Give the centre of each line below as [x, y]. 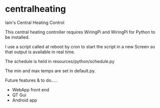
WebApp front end [31, 89]
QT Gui [19, 95]
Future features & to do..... [31, 80]
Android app [25, 100]
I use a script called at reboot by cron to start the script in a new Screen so [80, 46]
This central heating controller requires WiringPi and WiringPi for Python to [80, 32]
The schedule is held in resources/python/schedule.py [60, 61]
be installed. [17, 37]
